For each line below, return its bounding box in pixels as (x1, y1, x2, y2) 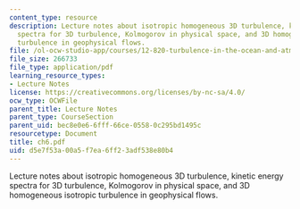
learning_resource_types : (9, 71, 105, 80)
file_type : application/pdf (9, 63, 114, 72)
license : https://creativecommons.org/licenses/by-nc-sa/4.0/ (9, 88, 246, 96)
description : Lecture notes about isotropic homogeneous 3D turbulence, (9, 21, 286, 30)
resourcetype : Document (9, 130, 98, 138)
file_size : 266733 (9, 54, 78, 63)
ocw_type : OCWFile (9, 96, 78, 105)
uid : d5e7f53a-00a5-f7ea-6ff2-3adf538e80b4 (9, 146, 174, 155)
